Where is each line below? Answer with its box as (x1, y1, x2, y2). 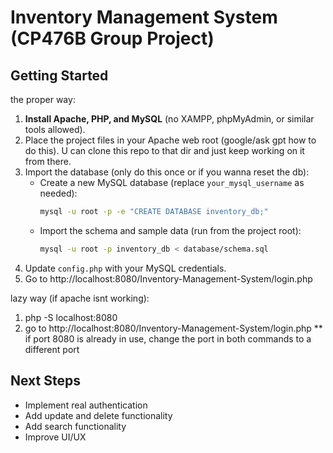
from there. (24, 156, 72, 167)
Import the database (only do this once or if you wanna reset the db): (24, 166, 310, 178)
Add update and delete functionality (24, 409, 173, 421)
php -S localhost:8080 (24, 311, 118, 323)
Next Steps (10, 372, 81, 390)
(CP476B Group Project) (10, 27, 215, 50)
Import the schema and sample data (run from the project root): (39, 224, 302, 236)
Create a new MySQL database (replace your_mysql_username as (39, 177, 305, 188)
